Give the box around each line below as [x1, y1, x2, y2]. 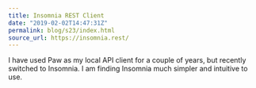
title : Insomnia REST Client [8, 11, 105, 20]
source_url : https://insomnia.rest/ [8, 33, 129, 42]
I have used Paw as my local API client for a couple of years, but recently [8, 55, 246, 65]
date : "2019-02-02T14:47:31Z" [8, 19, 109, 27]
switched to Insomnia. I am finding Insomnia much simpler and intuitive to [8, 64, 248, 74]
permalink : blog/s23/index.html [8, 26, 115, 34]
